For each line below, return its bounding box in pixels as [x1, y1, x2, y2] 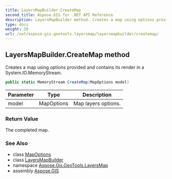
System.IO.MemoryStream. [5, 69, 62, 76]
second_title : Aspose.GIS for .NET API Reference [5, 12, 114, 17]
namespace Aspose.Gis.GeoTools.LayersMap [12, 163, 109, 169]
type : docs [5, 22, 29, 27]
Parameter [8, 91, 34, 98]
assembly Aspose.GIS [12, 168, 59, 174]
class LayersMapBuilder [12, 157, 64, 163]
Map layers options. [73, 100, 121, 107]
